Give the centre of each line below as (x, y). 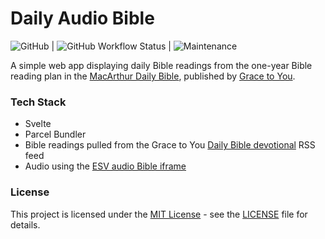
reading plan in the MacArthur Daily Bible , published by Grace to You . (153, 76)
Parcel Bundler (55, 134)
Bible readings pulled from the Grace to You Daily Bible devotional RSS (170, 145)
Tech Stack (38, 102)
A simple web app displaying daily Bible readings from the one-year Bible (161, 65)
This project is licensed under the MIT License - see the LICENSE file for (159, 214)
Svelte (38, 124)
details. (25, 224)
